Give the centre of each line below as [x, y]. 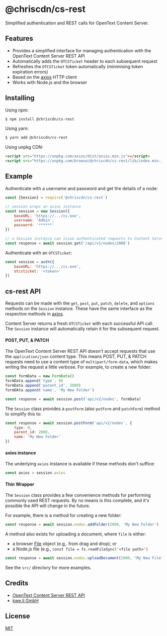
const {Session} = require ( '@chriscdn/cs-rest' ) [56, 198]
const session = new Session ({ [38, 211]
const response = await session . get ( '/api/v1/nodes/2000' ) [68, 243]
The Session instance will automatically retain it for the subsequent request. [83, 329]
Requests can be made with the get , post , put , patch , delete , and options [80, 303]
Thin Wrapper [20, 484]
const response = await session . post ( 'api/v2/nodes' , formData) [73, 399]
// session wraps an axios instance [43, 207]
